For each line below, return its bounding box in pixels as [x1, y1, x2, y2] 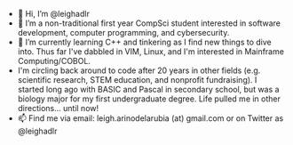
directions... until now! [17, 103, 99, 113]
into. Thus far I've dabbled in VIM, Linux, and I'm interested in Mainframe [17, 46, 284, 57]
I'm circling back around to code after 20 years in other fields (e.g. [17, 65, 261, 76]
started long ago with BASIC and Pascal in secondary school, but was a [17, 85, 280, 94]
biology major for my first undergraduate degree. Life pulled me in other [17, 93, 281, 104]
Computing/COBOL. [17, 56, 91, 66]
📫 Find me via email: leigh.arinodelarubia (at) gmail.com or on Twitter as [17, 113, 284, 124]
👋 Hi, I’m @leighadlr [17, 9, 91, 19]
